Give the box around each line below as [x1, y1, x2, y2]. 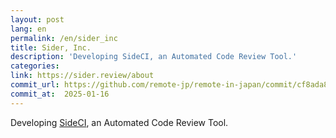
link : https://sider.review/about [10, 71, 155, 81]
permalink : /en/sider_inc [10, 33, 118, 43]
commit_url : [10, 80, 60, 90]
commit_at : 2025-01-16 [10, 89, 110, 99]
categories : [10, 61, 60, 71]
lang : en [10, 24, 47, 34]
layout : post [10, 14, 65, 25]
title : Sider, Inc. [10, 42, 92, 53]
